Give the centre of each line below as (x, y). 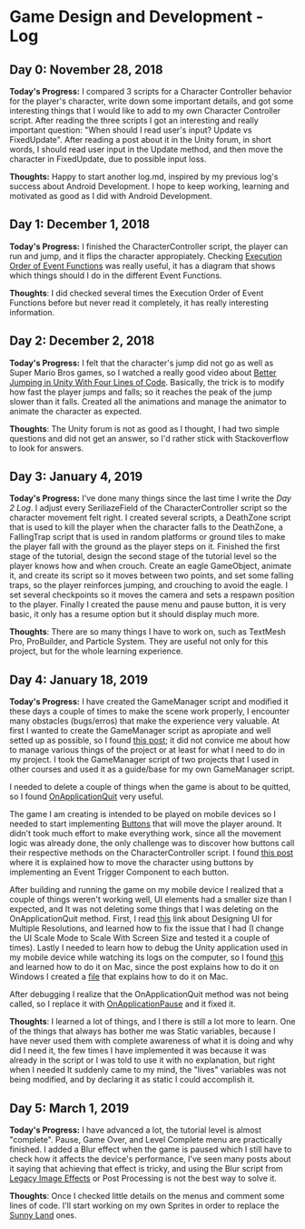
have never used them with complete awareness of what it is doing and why (152, 1041)
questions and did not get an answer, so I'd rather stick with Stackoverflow (149, 438)
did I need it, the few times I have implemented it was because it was (138, 1051)
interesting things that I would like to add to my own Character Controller (145, 110)
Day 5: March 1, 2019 (69, 1108)
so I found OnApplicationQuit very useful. (87, 796)
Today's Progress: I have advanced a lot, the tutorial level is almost (135, 1130)
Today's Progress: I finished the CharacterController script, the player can (149, 246)
